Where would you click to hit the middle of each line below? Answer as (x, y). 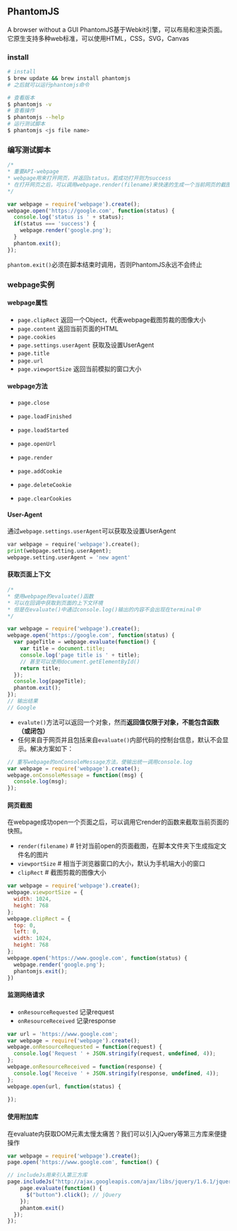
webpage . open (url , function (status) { (64, 1086)
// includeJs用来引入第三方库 (48, 1175)
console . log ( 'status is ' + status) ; (69, 217)
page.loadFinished (44, 416)
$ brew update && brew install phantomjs (69, 78)
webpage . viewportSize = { (45, 893)
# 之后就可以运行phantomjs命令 (48, 85)
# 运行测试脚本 (26, 124)
